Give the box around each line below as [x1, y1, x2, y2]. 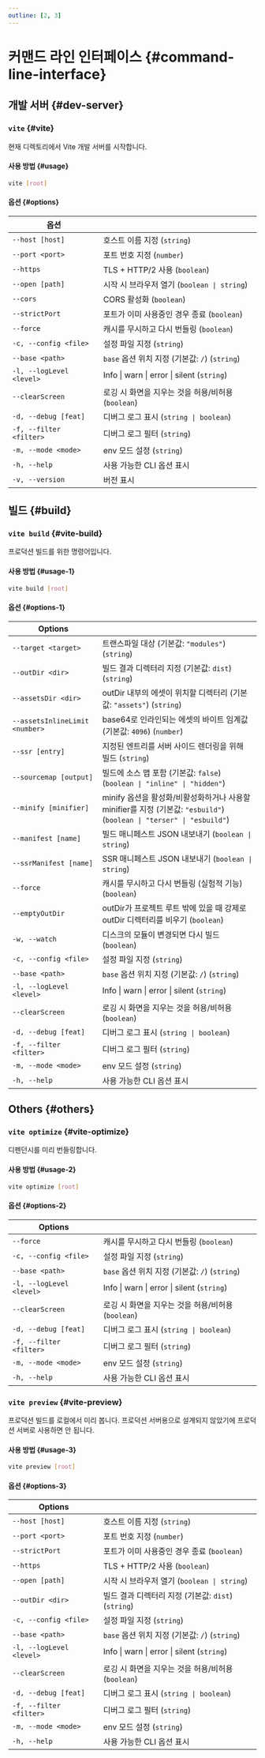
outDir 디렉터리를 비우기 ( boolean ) [102, 914, 224, 925]
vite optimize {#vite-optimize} [8, 1126, 129, 1137]
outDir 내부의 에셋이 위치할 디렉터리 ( [102, 687, 233, 698]
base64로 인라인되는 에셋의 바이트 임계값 [102, 714, 248, 725]
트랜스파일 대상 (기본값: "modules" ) [102, 637, 226, 648]
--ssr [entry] [12, 747, 65, 756]
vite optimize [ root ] [8, 1182, 80, 1191]
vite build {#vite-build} [8, 528, 103, 539]
